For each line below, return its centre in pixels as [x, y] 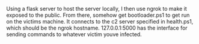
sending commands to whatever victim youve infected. [74, 34]
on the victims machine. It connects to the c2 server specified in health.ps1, [100, 21]
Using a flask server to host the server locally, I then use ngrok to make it [97, 9]
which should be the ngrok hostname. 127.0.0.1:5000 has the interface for [97, 28]
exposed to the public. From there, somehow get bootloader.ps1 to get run [98, 15]
